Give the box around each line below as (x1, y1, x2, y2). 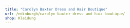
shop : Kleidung (5, 16, 36, 20)
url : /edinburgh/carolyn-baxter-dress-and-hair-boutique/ (5, 11, 125, 16)
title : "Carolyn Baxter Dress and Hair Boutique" (5, 7, 108, 12)
